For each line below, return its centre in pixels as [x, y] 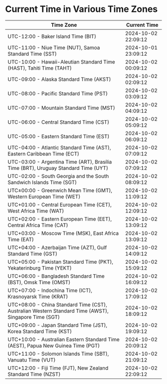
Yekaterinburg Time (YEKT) [40, 268]
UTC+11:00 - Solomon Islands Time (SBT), [58, 354]
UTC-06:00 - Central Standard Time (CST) [58, 122]
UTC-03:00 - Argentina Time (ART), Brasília [60, 161]
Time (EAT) [21, 239]
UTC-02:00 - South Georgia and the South [58, 176]
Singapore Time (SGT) [34, 317]
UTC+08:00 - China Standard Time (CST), [57, 305]
